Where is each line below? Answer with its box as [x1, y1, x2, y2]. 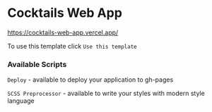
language [7, 97, 35, 105]
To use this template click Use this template [7, 42, 137, 50]
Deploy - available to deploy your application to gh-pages [7, 75, 174, 84]
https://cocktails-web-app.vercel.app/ [7, 28, 119, 37]
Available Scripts [7, 59, 67, 69]
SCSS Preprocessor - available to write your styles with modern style [7, 89, 205, 98]
